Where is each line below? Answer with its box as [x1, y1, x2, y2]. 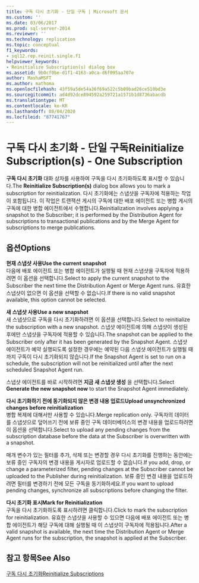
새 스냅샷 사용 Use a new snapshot [6, 308, 89, 316]
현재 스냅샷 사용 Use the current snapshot [6, 260, 107, 267]
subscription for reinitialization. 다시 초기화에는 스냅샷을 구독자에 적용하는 [6, 190, 180, 197]
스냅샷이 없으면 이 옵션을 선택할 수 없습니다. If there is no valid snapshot [6, 289, 175, 297]
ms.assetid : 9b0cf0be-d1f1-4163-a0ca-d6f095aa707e [6, 70, 134, 76]
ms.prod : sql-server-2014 [6, 25, 70, 32]
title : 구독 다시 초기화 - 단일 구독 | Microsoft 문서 [6, 8, 129, 15]
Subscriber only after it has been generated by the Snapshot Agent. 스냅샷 [6, 338, 188, 345]
